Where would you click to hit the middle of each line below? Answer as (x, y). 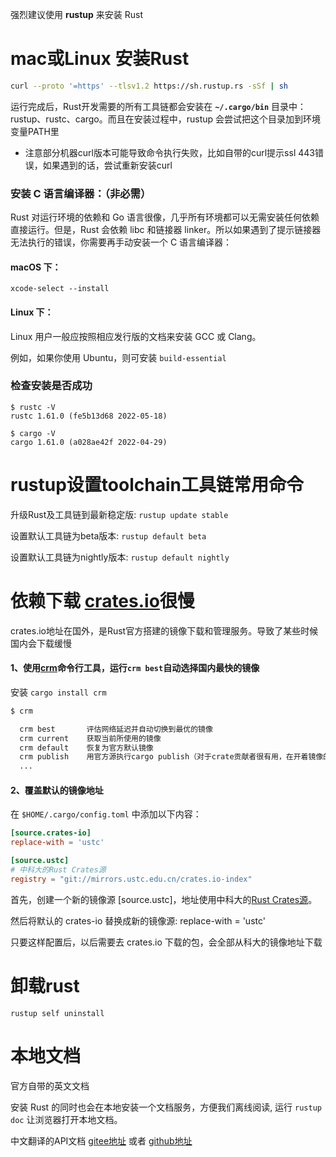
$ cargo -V (33, 433)
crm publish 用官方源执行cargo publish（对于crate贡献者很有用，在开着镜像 (171, 757)
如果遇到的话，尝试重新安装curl (107, 165)
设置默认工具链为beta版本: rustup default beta (108, 535)
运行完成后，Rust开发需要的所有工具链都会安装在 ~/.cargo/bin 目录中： (158, 106)
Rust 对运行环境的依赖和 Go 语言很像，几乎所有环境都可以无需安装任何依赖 (165, 217)
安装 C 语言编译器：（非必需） (81, 193)
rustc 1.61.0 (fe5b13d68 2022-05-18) (89, 416)
